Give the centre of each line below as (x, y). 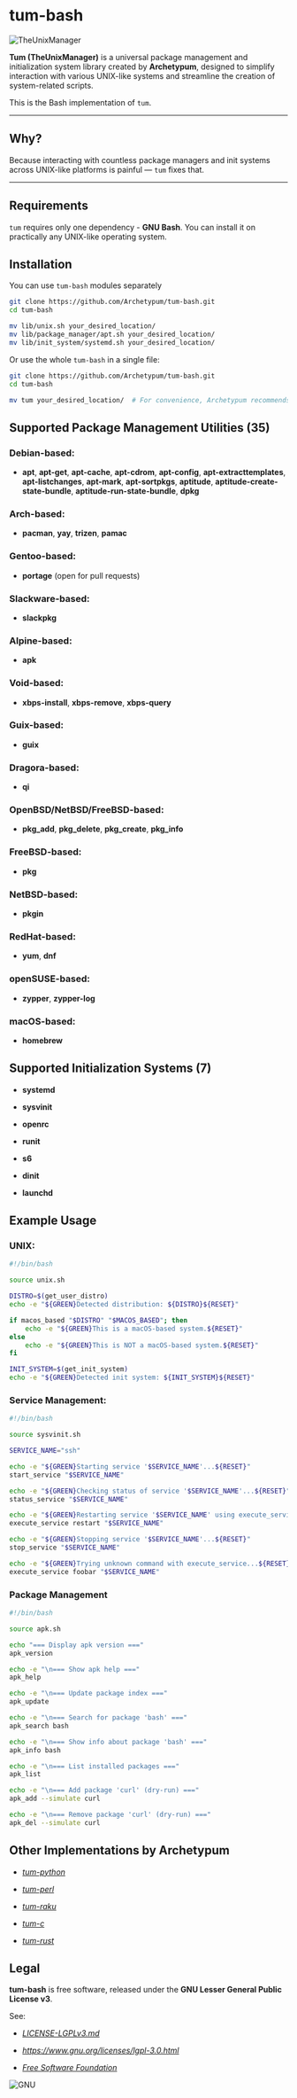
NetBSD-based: (43, 894)
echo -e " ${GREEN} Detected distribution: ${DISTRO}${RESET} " (124, 1305)
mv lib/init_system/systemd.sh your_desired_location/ (112, 342)
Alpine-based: (41, 641)
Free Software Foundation (69, 2068)
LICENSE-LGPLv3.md (61, 2033)
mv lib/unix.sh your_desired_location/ (83, 326)
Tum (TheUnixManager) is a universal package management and (129, 57)
